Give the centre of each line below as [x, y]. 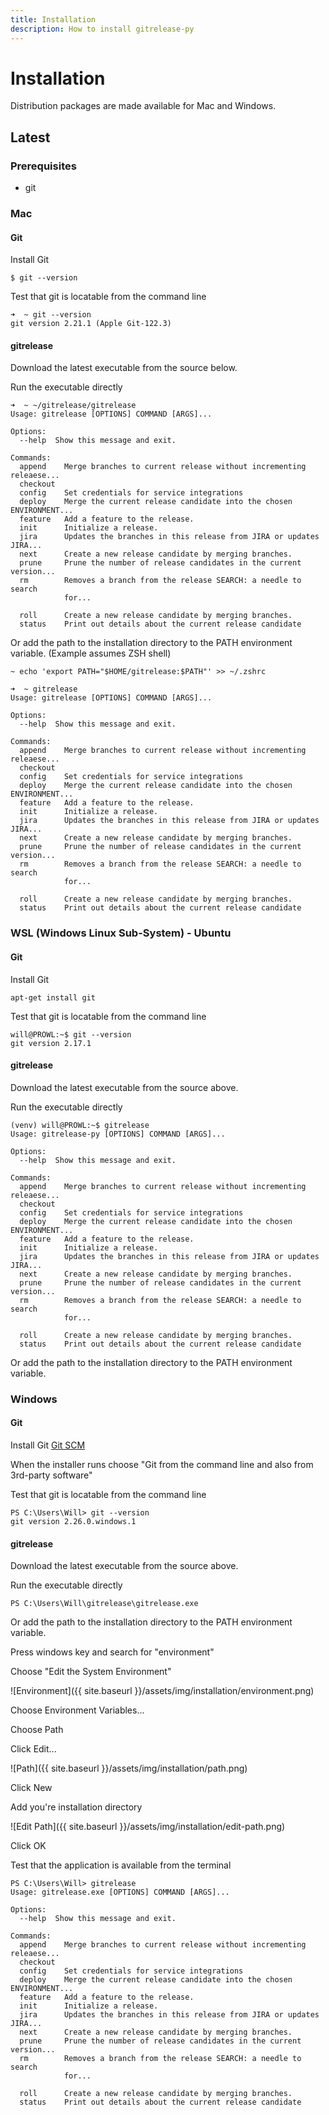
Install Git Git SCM [48, 1445]
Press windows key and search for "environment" [112, 1652]
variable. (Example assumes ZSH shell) [91, 653]
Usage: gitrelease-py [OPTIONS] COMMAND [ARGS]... [118, 1134]
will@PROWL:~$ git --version [71, 1034]
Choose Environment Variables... [77, 1710]
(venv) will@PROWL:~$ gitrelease [80, 1125]
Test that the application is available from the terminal [121, 1865]
